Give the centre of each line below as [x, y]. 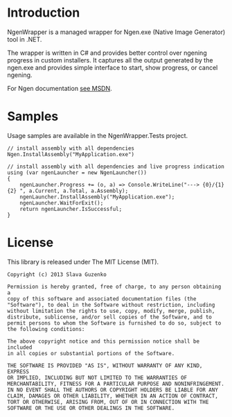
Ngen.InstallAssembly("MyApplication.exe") [71, 154]
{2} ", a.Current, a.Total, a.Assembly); [68, 191]
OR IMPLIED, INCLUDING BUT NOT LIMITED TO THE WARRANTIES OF [97, 377]
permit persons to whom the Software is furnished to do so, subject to [114, 323]
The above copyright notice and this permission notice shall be [103, 341]
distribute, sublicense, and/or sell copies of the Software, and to [110, 317]
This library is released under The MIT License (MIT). [83, 262]
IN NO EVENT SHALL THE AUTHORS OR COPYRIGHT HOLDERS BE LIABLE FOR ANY [113, 390]
